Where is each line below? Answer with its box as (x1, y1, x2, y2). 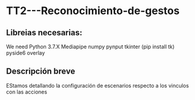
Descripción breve (6, 66, 76, 76)
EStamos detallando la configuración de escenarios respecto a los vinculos (6, 82, 189, 89)
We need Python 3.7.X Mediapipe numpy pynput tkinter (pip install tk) (6, 43, 175, 50)
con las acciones (6, 88, 47, 95)
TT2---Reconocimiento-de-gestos (6, 4, 180, 18)
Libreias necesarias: (6, 28, 83, 38)
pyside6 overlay (6, 49, 45, 56)
